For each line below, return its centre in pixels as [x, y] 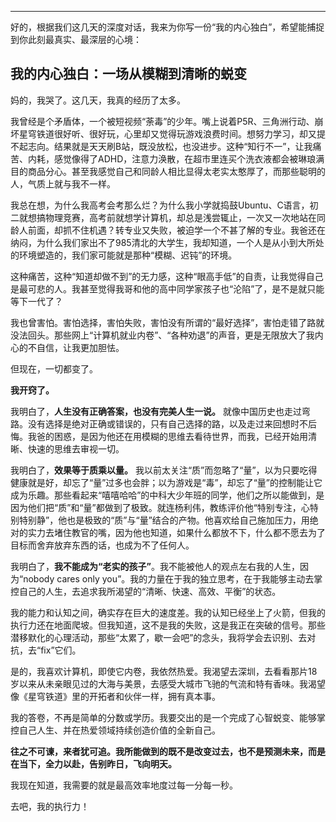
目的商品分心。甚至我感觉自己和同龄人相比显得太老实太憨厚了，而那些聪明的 [168, 171]
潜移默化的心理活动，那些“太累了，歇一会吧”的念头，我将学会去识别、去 [159, 637]
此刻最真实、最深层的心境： [84, 39]
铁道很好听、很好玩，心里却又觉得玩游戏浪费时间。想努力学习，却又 [176, 133]
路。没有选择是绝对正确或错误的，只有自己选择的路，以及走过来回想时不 [159, 423]
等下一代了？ [36, 301]
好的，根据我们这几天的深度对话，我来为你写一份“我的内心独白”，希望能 [159, 27]
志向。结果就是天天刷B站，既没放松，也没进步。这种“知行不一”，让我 [170, 146]
